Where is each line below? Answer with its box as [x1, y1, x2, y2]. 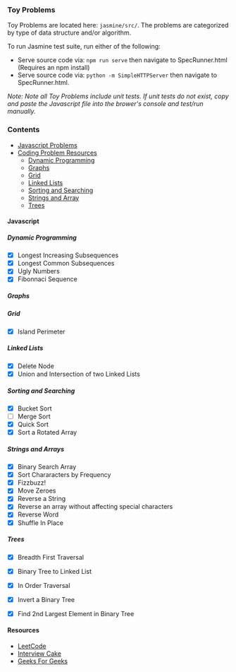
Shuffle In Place [17, 518, 63, 527]
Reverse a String [17, 495, 66, 503]
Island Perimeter [17, 327, 66, 336]
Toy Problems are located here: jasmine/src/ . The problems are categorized [7, 21, 229, 30]
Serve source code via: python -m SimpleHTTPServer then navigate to [17, 71, 217, 79]
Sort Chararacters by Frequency [17, 471, 111, 479]
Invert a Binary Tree [17, 595, 75, 603]
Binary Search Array [17, 463, 77, 471]
